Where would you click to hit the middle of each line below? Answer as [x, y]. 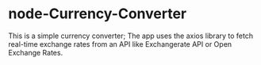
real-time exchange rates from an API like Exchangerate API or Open [120, 44]
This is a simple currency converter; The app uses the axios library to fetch [131, 36]
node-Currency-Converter [98, 14]
